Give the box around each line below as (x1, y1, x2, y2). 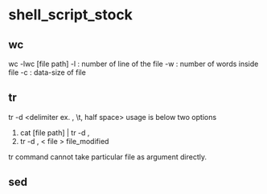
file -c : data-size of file (8, 68, 86, 77)
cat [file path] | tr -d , (19, 127, 90, 138)
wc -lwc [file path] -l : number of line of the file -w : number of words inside (8, 59, 259, 68)
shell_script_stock (8, 6, 133, 24)
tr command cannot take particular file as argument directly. (8, 151, 207, 162)
